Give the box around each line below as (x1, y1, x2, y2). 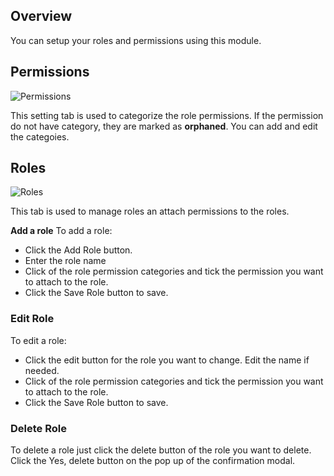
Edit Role (10, 312, 55, 326)
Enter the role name (24, 255, 107, 267)
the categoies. (10, 130, 70, 143)
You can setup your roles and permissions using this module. (10, 34, 262, 46)
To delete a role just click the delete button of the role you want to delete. (10, 444, 312, 456)
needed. (24, 364, 60, 376)
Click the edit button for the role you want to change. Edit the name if (24, 354, 310, 366)
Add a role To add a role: (10, 225, 113, 237)
